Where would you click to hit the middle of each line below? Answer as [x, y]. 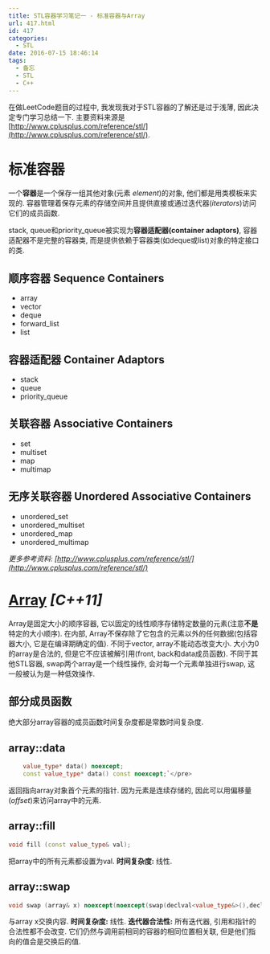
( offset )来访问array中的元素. [55, 800]
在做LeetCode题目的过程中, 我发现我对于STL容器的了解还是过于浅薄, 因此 [130, 107]
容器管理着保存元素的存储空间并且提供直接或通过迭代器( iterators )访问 [141, 203]
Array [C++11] [55, 600]
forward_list [39, 324]
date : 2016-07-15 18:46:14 [53, 53]
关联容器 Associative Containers [91, 424]
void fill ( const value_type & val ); [70, 845]
